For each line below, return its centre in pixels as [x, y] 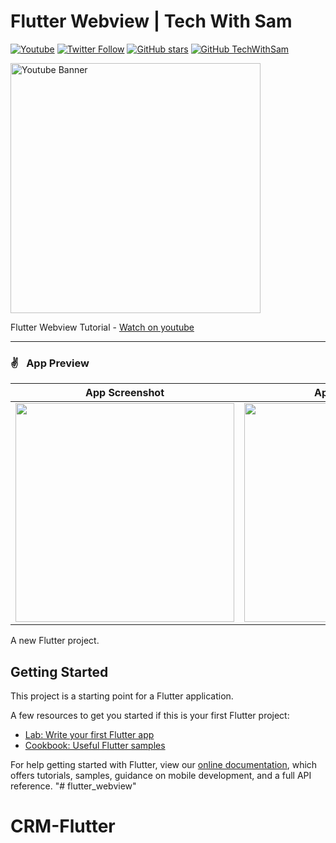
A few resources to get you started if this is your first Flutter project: [150, 716]
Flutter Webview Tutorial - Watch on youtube [102, 327]
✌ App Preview [50, 363]
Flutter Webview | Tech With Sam [151, 21]
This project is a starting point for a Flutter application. [122, 696]
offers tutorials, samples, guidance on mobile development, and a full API [161, 776]
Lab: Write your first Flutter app [89, 735]
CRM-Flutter [63, 826]
